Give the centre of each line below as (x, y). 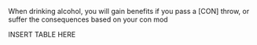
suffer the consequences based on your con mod (88, 19)
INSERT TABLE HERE (42, 35)
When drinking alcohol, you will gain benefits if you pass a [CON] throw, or (129, 11)
